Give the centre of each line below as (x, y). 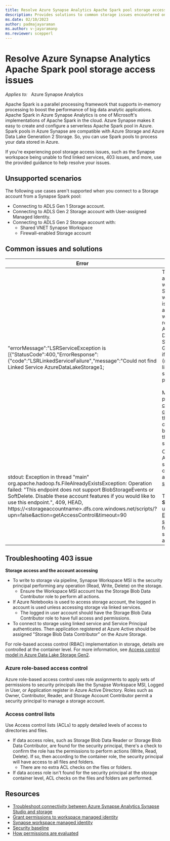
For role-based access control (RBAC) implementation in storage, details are (85, 644)
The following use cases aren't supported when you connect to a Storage (82, 190)
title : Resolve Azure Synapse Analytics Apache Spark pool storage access (86, 10)
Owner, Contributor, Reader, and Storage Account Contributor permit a (79, 695)
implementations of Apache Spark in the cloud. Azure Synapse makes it (80, 120)
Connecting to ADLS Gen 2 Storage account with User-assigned (79, 211)
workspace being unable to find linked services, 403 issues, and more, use (83, 157)
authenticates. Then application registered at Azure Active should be (84, 629)
